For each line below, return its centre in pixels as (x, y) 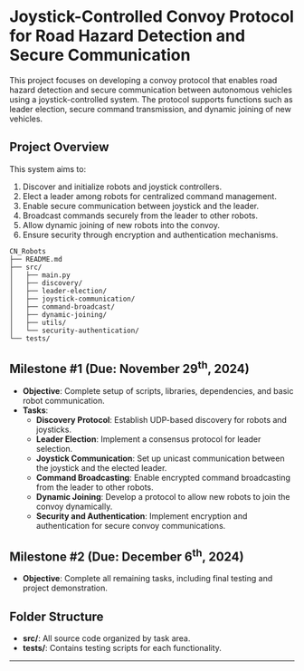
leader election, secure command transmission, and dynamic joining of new (150, 109)
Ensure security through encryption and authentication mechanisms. (150, 235)
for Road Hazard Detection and (128, 36)
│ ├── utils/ (38, 322)
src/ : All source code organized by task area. (106, 638)
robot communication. (64, 400)
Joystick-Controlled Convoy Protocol (152, 17)
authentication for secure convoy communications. (131, 525)
